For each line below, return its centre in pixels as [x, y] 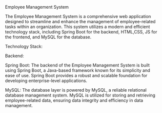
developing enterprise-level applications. [46, 81]
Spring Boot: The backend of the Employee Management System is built [77, 65]
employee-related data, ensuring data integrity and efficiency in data [74, 100]
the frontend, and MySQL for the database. [48, 37]
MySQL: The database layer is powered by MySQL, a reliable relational [76, 90]
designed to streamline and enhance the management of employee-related [81, 22]
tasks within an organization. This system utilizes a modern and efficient [78, 27]
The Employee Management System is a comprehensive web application [78, 16]
